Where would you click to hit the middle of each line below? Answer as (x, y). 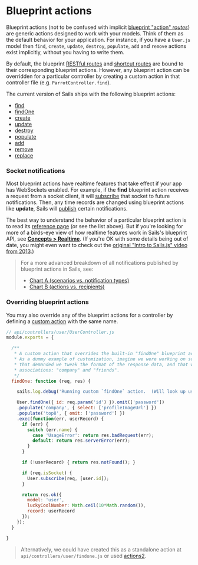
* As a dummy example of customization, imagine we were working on (100, 359)
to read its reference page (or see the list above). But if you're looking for (95, 226)
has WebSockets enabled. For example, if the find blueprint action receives (98, 190)
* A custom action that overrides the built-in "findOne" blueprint (100, 354)
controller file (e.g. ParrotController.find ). (59, 82)
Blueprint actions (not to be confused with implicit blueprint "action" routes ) (98, 27)
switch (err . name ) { (52, 430)
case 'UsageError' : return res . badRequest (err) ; (93, 435)
